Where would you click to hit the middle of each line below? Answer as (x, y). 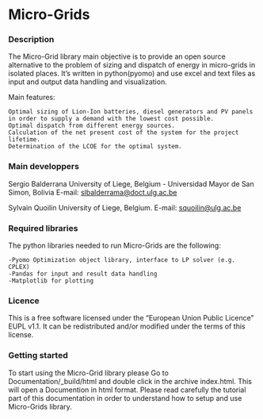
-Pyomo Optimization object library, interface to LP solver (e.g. (122, 260)
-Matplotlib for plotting (51, 281)
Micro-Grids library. (40, 406)
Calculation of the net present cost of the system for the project (124, 133)
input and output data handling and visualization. (88, 82)
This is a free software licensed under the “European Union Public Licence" (131, 318)
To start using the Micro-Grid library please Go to (88, 373)
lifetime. (25, 140)
